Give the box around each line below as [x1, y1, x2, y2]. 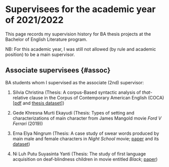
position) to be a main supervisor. [5, 51, 75, 58]
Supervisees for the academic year [5, 4, 156, 15]
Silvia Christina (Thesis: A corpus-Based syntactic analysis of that [12, 89, 151, 95]
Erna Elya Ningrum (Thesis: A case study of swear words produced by [12, 130, 159, 136]
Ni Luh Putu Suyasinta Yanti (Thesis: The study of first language [12, 150, 146, 157]
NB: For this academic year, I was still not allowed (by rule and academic [5, 46, 156, 52]
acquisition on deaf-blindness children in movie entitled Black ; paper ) [12, 156, 158, 162]
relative [12, 94, 28, 100]
